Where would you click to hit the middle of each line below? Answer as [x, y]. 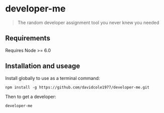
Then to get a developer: [31, 96]
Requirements [28, 38]
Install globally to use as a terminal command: [53, 78]
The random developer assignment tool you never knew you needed [88, 22]
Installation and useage [43, 66]
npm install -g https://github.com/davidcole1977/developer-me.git [77, 87]
